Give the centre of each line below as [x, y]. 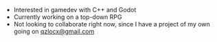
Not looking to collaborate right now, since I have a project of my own [112, 24]
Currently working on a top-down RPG [68, 17]
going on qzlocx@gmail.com [54, 31]
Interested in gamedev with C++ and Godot [75, 10]
